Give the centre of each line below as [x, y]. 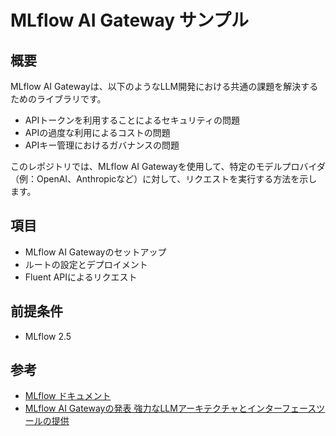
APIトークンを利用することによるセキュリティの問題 [132, 120]
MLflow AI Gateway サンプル [129, 20]
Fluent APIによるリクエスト [81, 277]
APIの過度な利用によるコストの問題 [97, 132]
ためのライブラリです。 [58, 99]
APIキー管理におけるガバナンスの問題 [102, 145]
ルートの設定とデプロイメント [86, 264]
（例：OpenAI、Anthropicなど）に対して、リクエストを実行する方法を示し [164, 179]
